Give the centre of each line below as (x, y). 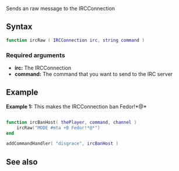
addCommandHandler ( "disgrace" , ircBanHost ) (62, 144)
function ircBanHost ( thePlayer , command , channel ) (71, 122)
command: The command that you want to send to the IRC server (94, 74)
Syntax (19, 27)
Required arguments (36, 55)
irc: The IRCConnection (43, 68)
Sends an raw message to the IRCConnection (61, 8)
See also (22, 162)
